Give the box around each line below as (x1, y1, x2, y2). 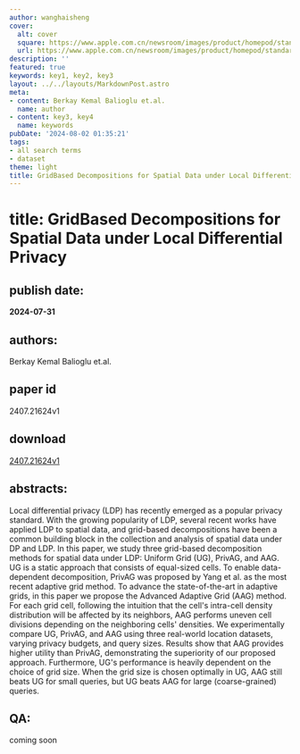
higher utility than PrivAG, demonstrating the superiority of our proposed (9, 647, 276, 658)
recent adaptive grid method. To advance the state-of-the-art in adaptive (9, 581, 279, 591)
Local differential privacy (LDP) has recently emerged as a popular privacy (9, 505, 283, 515)
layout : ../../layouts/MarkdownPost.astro (9, 80, 170, 88)
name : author (17, 105, 66, 113)
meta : (9, 88, 29, 96)
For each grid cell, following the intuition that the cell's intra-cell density (9, 599, 273, 610)
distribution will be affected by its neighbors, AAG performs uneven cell (9, 609, 272, 620)
